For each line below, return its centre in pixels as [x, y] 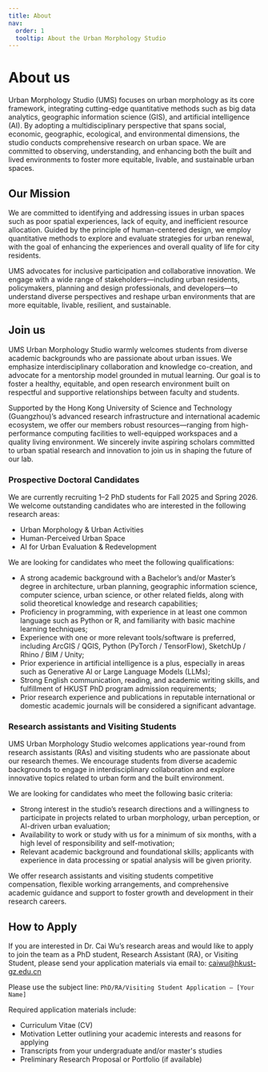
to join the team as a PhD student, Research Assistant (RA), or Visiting [123, 955]
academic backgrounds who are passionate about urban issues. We [120, 358]
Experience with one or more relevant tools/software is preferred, [128, 638]
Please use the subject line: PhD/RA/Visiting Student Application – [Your [132, 987]
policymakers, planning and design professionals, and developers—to [123, 288]
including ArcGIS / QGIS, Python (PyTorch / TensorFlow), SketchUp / [133, 646]
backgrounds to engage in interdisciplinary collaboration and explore [122, 769]
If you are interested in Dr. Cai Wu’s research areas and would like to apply [131, 946]
